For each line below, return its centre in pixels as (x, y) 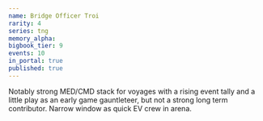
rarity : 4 (25, 23)
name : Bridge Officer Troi (54, 16)
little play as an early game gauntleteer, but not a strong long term (118, 100)
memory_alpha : (32, 38)
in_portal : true (36, 61)
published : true (36, 69)
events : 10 (27, 53)
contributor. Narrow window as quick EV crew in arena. (100, 108)
